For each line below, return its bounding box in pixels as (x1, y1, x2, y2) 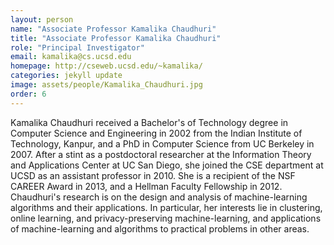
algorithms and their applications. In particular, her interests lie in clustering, (10, 201, 323, 213)
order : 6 (10, 89, 47, 99)
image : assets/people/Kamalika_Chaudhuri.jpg (10, 80, 203, 90)
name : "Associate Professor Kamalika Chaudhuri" (10, 24, 217, 34)
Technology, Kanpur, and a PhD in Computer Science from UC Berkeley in (10, 137, 315, 150)
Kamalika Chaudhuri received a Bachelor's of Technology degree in (10, 116, 289, 128)
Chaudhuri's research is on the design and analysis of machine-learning (10, 191, 308, 203)
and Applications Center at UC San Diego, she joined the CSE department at (10, 159, 324, 171)
